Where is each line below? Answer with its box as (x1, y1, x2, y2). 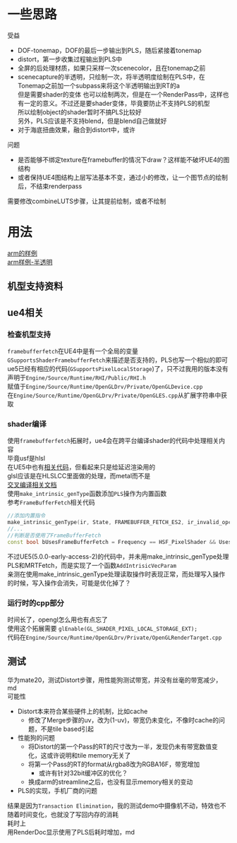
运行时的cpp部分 (7, 598, 65, 607)
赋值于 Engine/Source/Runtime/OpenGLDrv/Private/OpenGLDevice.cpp (7, 382, 203, 390)
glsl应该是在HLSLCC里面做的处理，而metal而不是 (7, 472, 151, 480)
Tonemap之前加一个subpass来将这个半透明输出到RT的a (17, 81, 180, 90)
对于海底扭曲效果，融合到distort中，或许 (17, 125, 136, 134)
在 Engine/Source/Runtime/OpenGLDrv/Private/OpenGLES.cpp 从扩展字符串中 (7, 391, 221, 399)
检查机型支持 (7, 329, 51, 339)
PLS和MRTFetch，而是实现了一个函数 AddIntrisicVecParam (7, 561, 177, 569)
